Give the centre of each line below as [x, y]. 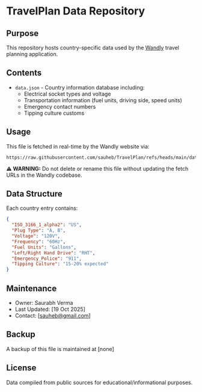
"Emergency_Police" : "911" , [47, 259]
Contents [24, 73]
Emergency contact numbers [60, 106]
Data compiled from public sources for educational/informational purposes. [99, 382]
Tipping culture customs [54, 113]
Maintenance [32, 288]
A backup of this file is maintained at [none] [60, 349]
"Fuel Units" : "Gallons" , [44, 247]
